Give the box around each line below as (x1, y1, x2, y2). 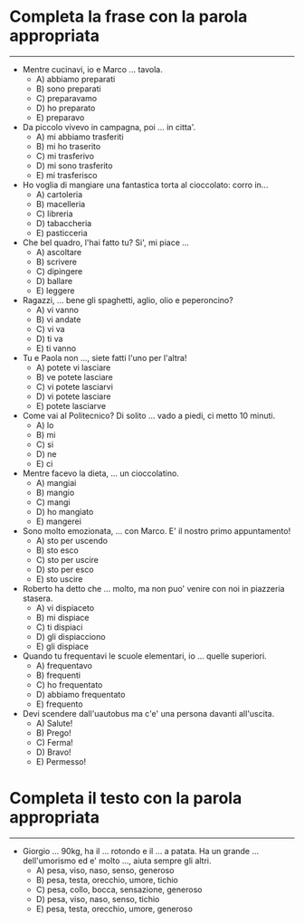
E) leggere (35, 285, 75, 296)
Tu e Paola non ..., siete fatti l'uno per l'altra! (22, 352, 187, 363)
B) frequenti (35, 670, 81, 680)
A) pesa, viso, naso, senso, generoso (35, 864, 175, 875)
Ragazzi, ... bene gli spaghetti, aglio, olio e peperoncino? (22, 294, 233, 305)
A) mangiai (35, 477, 77, 488)
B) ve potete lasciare (35, 371, 113, 382)
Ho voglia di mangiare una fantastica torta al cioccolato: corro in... (22, 179, 269, 190)
